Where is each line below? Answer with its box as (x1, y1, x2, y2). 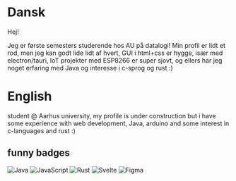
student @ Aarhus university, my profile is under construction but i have (7, 111, 217, 120)
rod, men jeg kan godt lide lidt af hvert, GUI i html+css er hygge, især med (7, 49, 223, 57)
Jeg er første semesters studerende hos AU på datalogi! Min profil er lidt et (7, 41, 226, 49)
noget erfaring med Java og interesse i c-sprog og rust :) (7, 63, 173, 72)
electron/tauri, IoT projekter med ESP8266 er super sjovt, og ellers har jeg (7, 56, 223, 64)
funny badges (7, 147, 71, 159)
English (7, 89, 52, 104)
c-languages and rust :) (7, 126, 76, 135)
